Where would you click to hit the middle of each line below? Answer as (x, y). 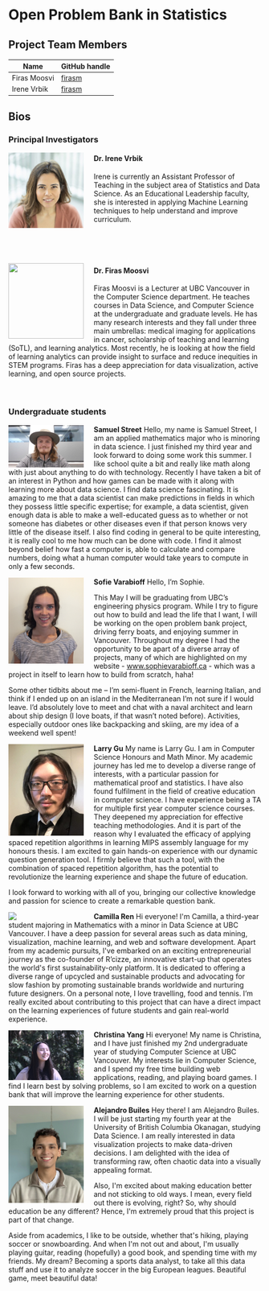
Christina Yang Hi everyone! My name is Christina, (177, 1034)
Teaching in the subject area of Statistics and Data (177, 185)
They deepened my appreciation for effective (168, 817)
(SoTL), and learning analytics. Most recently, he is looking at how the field (132, 349)
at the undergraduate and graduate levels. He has (176, 314)
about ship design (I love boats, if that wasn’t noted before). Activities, (124, 716)
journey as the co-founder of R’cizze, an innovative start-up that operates (130, 959)
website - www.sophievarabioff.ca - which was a (174, 666)
